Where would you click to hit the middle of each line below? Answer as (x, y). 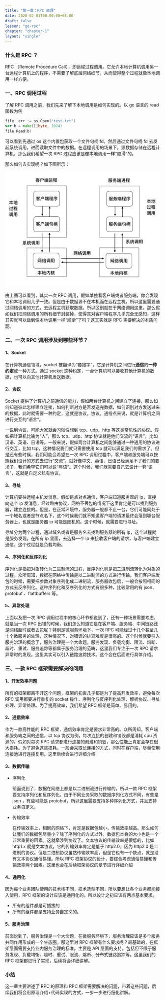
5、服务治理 (17, 924)
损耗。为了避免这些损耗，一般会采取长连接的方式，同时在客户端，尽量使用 (84, 748)
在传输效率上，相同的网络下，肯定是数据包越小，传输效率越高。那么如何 (85, 828)
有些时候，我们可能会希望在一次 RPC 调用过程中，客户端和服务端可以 (84, 455)
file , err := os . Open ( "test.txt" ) (41, 121)
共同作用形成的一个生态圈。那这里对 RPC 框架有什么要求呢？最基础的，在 (80, 942)
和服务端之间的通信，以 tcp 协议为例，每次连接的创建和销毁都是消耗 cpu (79, 736)
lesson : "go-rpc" (23, 26)
